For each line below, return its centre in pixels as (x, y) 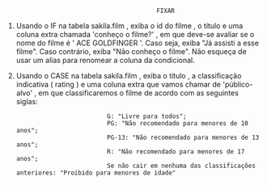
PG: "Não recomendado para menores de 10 (177, 124)
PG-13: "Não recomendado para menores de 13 (183, 137)
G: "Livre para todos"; (147, 116)
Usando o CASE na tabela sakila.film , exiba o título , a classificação (129, 76)
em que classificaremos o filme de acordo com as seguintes (138, 93)
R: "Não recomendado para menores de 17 (176, 152)
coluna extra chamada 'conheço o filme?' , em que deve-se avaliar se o (135, 34)
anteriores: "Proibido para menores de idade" (96, 173)
